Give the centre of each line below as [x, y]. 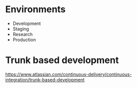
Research [23, 34]
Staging [21, 28]
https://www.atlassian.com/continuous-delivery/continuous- [68, 74]
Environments [36, 9]
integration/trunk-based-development [45, 79]
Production [24, 40]
